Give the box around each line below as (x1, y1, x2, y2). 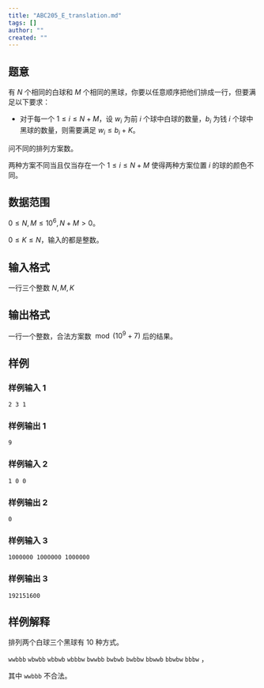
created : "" (8, 33, 47, 42)
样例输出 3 (8, 573, 48, 584)
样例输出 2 (8, 497, 48, 508)
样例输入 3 (8, 535, 48, 546)
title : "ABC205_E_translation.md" (8, 11, 123, 20)
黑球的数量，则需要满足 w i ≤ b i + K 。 (19, 125, 140, 137)
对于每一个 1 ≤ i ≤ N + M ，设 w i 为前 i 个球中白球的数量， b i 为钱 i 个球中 (19, 114, 254, 125)
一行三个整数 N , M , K (8, 282, 75, 293)
